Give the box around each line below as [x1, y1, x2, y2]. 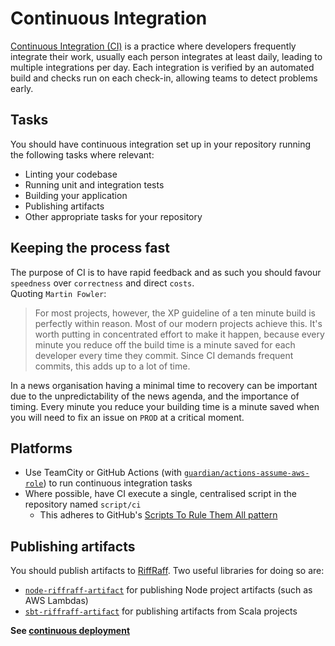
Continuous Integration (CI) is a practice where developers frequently [10, 40, 297, 52]
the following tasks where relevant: [10, 148, 155, 161]
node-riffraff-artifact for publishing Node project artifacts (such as [24, 584, 313, 596]
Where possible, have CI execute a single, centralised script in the [24, 488, 297, 500]
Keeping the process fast [10, 240, 170, 257]
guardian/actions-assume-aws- [183, 468, 310, 479]
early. [10, 82, 34, 94]
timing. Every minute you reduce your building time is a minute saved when [10, 400, 320, 412]
